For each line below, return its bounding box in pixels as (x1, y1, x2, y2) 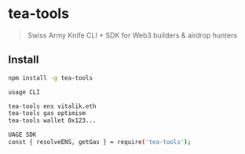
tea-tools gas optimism (8, 109, 86, 117)
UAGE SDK (8, 131, 37, 139)
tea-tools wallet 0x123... (8, 116, 97, 125)
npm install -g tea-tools (8, 73, 93, 82)
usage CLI (8, 88, 41, 96)
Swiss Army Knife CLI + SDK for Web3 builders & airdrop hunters (27, 30, 238, 40)
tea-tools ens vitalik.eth (8, 102, 97, 110)
